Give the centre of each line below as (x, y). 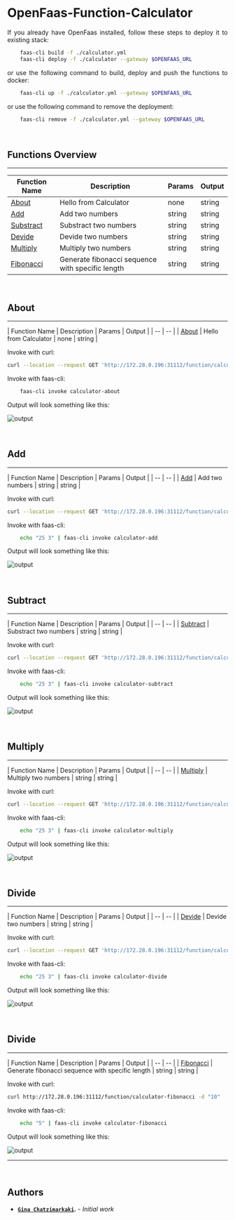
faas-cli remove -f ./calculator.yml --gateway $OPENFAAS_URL (112, 119)
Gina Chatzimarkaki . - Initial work (65, 1209)
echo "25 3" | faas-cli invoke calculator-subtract (97, 684)
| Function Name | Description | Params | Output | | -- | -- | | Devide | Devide (117, 917)
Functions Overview (52, 155)
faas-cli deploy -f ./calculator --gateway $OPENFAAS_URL (106, 59)
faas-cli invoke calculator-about (70, 391)
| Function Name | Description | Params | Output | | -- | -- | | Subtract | (108, 624)
